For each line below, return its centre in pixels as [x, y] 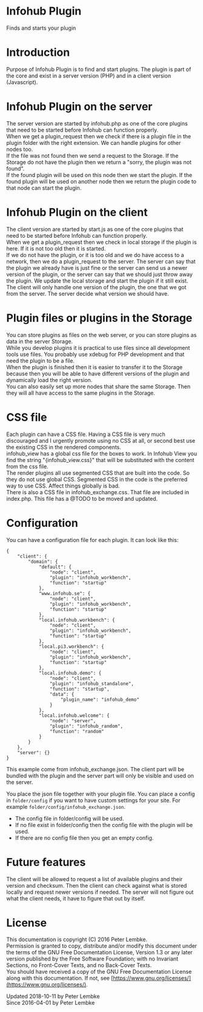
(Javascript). [22, 82]
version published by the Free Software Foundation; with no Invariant [92, 959]
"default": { [55, 567]
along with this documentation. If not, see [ [60, 978]
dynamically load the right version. [49, 380]
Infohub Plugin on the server [79, 107]
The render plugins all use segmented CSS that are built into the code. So [98, 473]
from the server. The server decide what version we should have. [88, 293]
